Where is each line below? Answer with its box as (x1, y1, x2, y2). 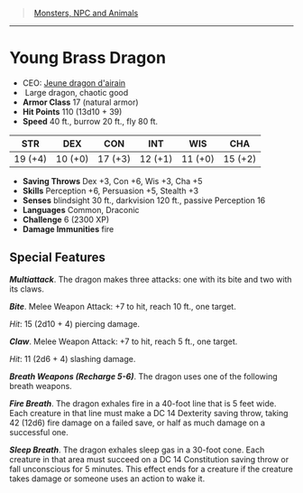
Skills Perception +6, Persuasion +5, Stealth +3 (22, 185, 199, 196)
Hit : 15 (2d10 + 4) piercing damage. (9, 318, 140, 329)
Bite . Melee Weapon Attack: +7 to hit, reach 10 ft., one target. (9, 301, 236, 312)
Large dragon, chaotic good (24, 87, 129, 98)
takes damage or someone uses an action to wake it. (9, 473, 206, 484)
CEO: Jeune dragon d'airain (22, 77, 126, 88)
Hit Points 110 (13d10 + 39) (22, 106, 123, 116)
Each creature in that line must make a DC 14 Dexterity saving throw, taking (9, 407, 289, 418)
